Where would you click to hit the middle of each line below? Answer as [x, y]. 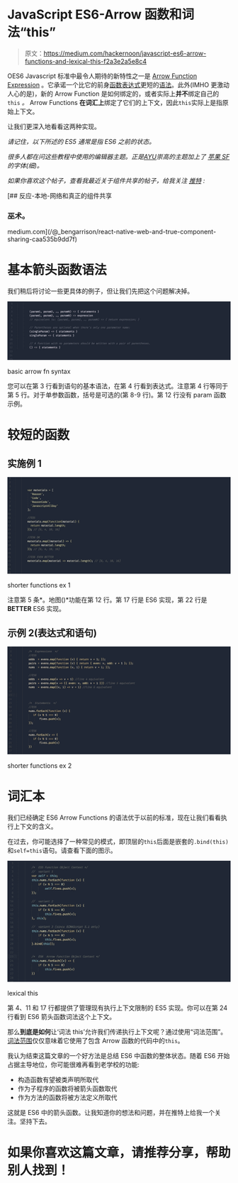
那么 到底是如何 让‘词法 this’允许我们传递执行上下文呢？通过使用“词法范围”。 [117, 1031]
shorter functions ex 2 [40, 765]
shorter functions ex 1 [39, 585]
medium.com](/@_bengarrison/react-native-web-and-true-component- [112, 232]
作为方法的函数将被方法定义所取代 [67, 1097]
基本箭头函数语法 [57, 270]
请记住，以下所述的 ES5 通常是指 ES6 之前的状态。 [81, 141]
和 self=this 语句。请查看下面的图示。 [62, 850]
